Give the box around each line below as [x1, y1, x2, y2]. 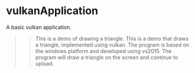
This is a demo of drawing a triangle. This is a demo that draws [35, 35, 189, 42]
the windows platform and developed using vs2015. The [35, 47, 172, 54]
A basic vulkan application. [6, 24, 72, 31]
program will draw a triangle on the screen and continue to [35, 54, 178, 61]
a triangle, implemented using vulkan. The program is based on [35, 41, 190, 48]
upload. [35, 60, 54, 67]
